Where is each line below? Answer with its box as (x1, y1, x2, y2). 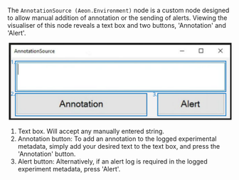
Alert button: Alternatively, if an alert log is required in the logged (17, 157, 208, 166)
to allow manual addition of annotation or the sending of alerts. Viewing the (7, 14, 228, 22)
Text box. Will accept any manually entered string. (17, 127, 165, 136)
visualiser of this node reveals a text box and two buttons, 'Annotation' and (7, 21, 226, 29)
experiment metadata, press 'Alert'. (17, 165, 121, 174)
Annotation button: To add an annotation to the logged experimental (17, 134, 217, 143)
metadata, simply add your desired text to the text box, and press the (17, 142, 221, 151)
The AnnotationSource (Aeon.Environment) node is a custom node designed (7, 6, 230, 14)
